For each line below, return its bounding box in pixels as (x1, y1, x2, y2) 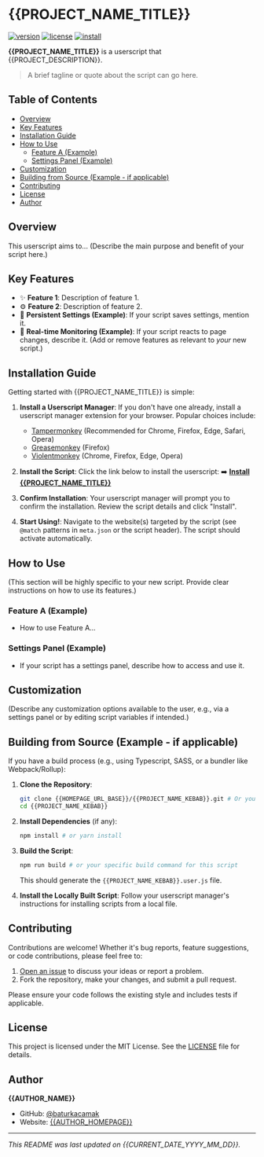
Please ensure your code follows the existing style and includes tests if (8, 990, 238, 999)
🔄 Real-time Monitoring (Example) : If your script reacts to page (19, 327, 226, 336)
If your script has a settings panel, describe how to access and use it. (19, 660, 245, 670)
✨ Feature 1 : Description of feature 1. (19, 293, 140, 303)
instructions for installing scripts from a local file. (19, 898, 178, 909)
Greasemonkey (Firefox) (31, 443, 110, 453)
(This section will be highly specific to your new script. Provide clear (8, 578, 229, 586)
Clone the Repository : (19, 780, 93, 789)
